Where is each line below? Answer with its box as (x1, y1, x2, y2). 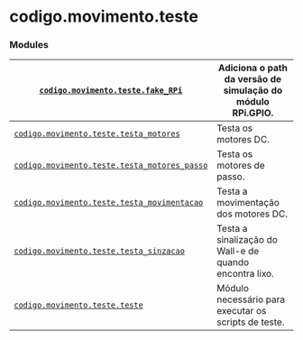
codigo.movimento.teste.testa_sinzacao (14, 246, 185, 256)
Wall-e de (216, 245, 260, 258)
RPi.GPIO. (232, 106, 274, 119)
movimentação (216, 197, 280, 209)
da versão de (224, 73, 282, 86)
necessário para (216, 293, 286, 306)
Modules (9, 39, 50, 51)
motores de (216, 160, 265, 172)
